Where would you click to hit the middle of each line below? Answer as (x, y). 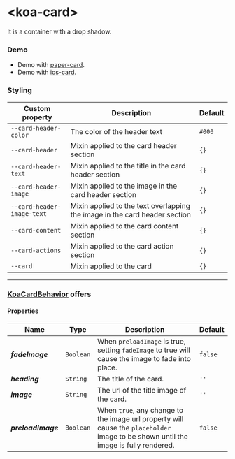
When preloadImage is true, (142, 341)
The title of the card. (131, 379)
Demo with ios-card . (47, 72)
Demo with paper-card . (51, 65)
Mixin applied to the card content (124, 226)
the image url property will (141, 418)
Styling (20, 90)
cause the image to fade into (144, 358)
